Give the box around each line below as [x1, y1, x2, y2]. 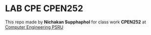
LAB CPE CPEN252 [5, 3, 83, 14]
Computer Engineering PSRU [5, 24, 64, 30]
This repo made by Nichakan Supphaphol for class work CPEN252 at [5, 19, 146, 25]
